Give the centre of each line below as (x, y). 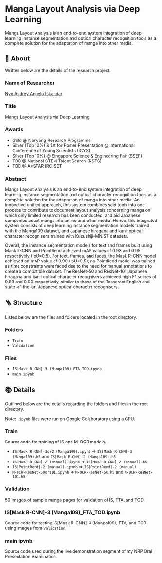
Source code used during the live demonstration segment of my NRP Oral (79, 551)
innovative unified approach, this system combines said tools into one (75, 205)
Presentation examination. (31, 557)
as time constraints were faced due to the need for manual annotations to (79, 266)
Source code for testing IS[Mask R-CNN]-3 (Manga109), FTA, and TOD (76, 523)
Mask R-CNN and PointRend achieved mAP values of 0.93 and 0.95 (73, 250)
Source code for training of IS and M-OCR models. (55, 442)
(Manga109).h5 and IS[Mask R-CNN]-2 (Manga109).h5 (64, 457)
